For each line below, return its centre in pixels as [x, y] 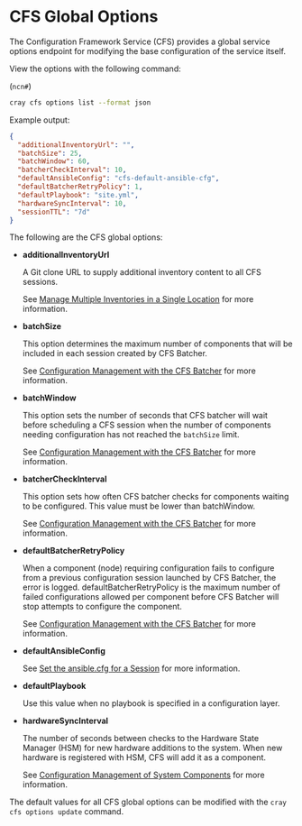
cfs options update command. [67, 812]
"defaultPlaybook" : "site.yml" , [78, 195]
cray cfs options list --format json [80, 102]
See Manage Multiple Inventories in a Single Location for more [138, 299]
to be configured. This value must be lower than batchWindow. [138, 506]
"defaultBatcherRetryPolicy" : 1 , [80, 187]
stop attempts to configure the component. [102, 607]
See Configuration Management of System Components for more [143, 775]
